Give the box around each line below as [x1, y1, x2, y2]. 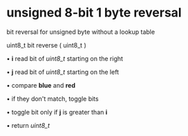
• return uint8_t [6, 121, 50, 129]
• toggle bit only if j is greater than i [6, 108, 108, 116]
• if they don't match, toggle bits [6, 95, 99, 103]
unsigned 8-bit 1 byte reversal [6, 5, 182, 21]
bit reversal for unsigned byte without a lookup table [6, 28, 156, 36]
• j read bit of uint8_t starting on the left [6, 68, 119, 76]
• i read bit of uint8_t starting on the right [6, 54, 124, 63]
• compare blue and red [6, 81, 75, 89]
